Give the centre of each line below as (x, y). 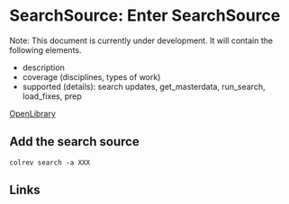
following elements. (46, 49)
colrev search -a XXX (50, 163)
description (43, 67)
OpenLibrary (33, 113)
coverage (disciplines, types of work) (91, 76)
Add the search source (74, 142)
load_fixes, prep (52, 96)
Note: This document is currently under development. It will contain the (141, 40)
